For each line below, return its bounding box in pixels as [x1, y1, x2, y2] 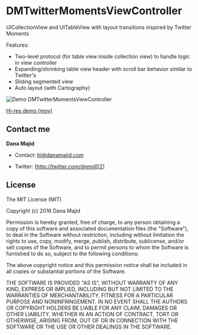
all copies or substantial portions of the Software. [6, 268, 126, 275]
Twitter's [14, 71, 37, 79]
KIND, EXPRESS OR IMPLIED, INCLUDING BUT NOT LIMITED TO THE [6, 285, 174, 292]
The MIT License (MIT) [6, 196, 62, 203]
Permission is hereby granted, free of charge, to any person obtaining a [6, 219, 180, 226]
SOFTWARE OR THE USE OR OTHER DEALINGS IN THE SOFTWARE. [6, 323, 172, 330]
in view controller [14, 59, 57, 66]
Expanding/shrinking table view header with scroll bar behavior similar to [14, 65, 192, 72]
